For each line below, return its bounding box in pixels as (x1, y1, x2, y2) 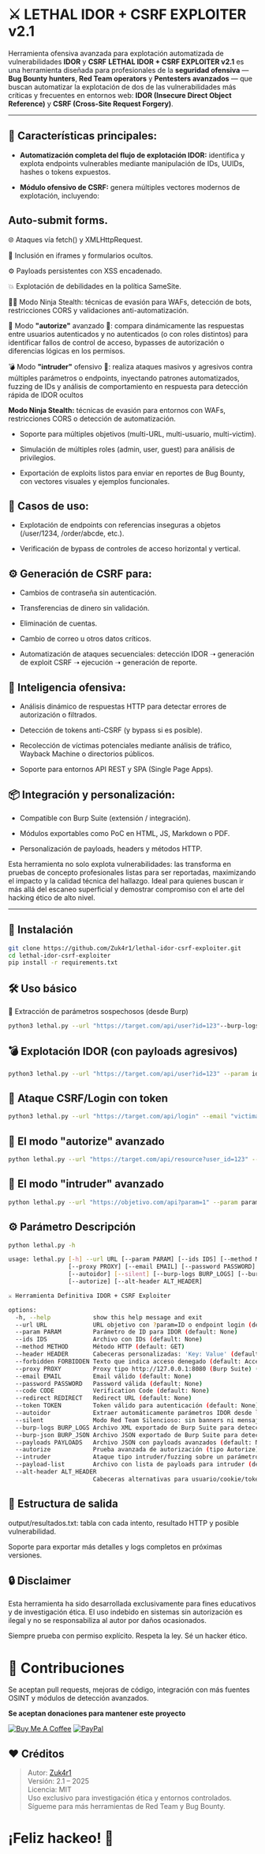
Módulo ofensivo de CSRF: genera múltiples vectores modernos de (19, 182, 241, 191)
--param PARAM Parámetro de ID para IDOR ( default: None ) (15, 1328, 238, 1336)
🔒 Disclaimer (8, 1574, 71, 1587)
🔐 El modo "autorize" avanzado (8, 1134, 165, 1148)
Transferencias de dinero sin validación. (19, 603, 150, 613)
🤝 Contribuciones (8, 1659, 125, 1677)
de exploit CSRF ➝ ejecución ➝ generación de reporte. (19, 658, 198, 668)
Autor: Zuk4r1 (27, 1768, 72, 1777)
